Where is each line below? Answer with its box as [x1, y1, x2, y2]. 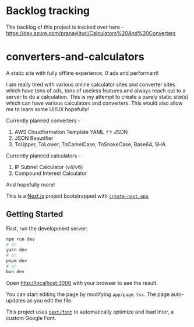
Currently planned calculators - [6, 152, 82, 159]
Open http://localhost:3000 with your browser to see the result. [6, 279, 158, 286]
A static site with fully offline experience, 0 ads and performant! [6, 69, 159, 77]
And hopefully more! [6, 181, 55, 188]
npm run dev [6, 236, 35, 242]
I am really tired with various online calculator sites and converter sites [6, 81, 175, 88]
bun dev [6, 269, 25, 274]
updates [6, 297, 26, 304]
